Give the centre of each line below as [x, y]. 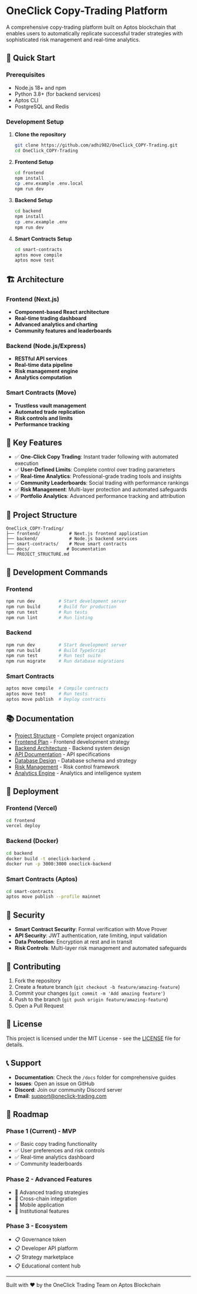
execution [27, 463]
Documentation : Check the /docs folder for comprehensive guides [95, 1077]
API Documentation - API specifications [62, 754]
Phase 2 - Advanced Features [49, 1179]
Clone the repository [40, 134]
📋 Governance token [40, 1239]
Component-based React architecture [62, 312]
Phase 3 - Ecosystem [37, 1226]
